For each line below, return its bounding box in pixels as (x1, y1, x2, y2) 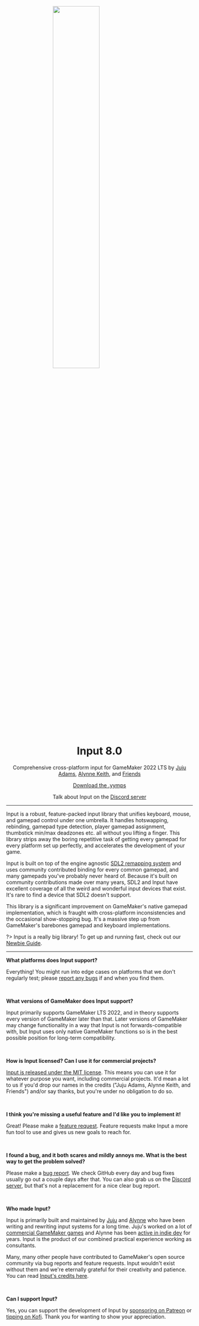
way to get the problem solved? (6, 1158, 85, 1165)
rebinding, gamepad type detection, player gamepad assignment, (6, 823, 166, 830)
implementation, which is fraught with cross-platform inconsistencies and (6, 909, 185, 916)
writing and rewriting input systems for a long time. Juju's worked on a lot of (6, 1223, 192, 1230)
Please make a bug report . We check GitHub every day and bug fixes (6, 1169, 175, 1176)
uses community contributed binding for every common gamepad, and (6, 866, 179, 873)
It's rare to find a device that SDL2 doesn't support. (6, 891, 131, 898)
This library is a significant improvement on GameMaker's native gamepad (6, 902, 188, 910)
